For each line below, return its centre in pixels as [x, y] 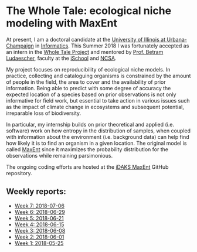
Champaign [20, 46]
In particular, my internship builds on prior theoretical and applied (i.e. [90, 124]
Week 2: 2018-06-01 [39, 237]
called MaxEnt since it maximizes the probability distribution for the [87, 149]
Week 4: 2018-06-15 [39, 224]
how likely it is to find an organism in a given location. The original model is [96, 143]
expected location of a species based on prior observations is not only [91, 94]
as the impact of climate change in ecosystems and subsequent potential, [95, 107]
